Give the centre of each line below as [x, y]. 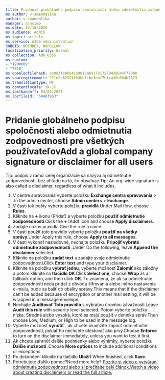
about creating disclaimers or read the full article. [62, 372]
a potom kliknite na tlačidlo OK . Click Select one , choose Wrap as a [81, 273]
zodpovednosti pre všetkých [65, 141]
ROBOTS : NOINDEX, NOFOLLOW [33, 46]
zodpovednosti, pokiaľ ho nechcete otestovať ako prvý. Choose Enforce [85, 331]
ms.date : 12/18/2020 [27, 28]
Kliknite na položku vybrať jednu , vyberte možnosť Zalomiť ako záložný [85, 268]
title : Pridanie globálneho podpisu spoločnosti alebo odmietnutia [76, 10]
